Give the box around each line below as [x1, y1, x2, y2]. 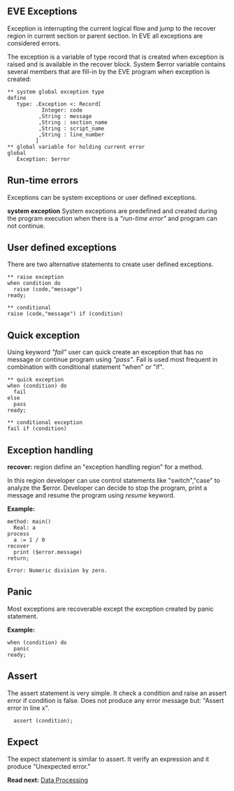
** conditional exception [7, 419, 82, 426]
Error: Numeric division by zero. [7, 567, 108, 574]
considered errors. [7, 38, 61, 48]
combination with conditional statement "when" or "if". [7, 363, 164, 371]
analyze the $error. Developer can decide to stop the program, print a [7, 484, 207, 492]
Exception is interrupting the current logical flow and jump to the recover [7, 24, 217, 32]
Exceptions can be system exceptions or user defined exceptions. [7, 193, 197, 201]
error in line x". [7, 704, 50, 712]
